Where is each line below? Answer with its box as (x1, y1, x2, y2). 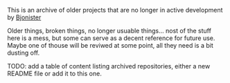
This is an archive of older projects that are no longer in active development (7, 6, 223, 14)
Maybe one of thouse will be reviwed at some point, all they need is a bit (7, 41, 213, 49)
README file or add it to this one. (7, 69, 102, 77)
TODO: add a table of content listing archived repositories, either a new (7, 62, 211, 70)
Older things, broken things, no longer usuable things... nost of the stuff (7, 27, 211, 35)
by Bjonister (7, 13, 42, 21)
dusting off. (7, 48, 40, 57)
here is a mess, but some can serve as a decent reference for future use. (7, 34, 215, 42)
